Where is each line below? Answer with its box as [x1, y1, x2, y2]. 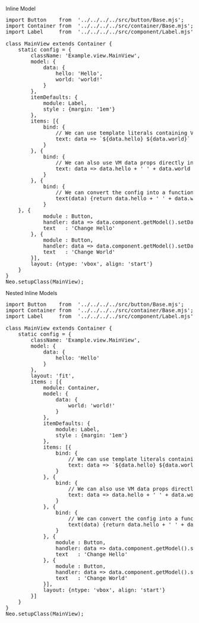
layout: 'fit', [30, 372, 75, 379]
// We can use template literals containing [55, 130, 188, 136]
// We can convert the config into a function [55, 189, 194, 196]
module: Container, [43, 384, 100, 391]
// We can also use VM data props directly [55, 159, 185, 166]
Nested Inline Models [5, 290, 58, 296]
